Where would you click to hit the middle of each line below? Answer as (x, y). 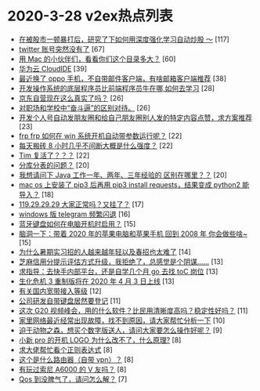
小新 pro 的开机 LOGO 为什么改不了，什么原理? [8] (100, 340)
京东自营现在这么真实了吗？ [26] (71, 98)
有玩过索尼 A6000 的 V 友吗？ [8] (72, 369)
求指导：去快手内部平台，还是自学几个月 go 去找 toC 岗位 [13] (118, 271)
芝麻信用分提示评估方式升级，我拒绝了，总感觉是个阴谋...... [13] (121, 261)
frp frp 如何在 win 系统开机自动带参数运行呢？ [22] (100, 136)
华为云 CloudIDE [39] (53, 68)
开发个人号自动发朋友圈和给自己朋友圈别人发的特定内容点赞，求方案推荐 (135, 118)
